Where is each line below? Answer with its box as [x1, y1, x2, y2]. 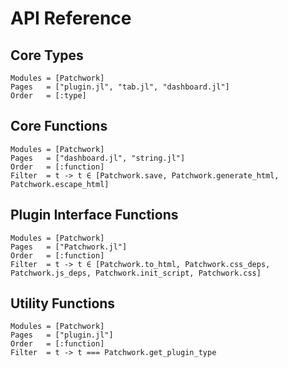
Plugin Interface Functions [10, 207, 179, 224]
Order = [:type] [10, 91, 87, 101]
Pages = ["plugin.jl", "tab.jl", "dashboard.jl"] [10, 82, 230, 92]
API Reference [10, 7, 132, 30]
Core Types [10, 47, 84, 64]
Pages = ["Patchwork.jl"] [10, 242, 128, 252]
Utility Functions [10, 295, 116, 312]
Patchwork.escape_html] [10, 179, 110, 189]
